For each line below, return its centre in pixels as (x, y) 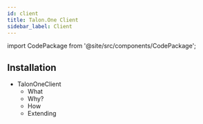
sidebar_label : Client (40, 26)
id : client (23, 13)
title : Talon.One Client (43, 20)
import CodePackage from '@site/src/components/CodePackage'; (102, 46)
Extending (42, 114)
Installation (32, 67)
